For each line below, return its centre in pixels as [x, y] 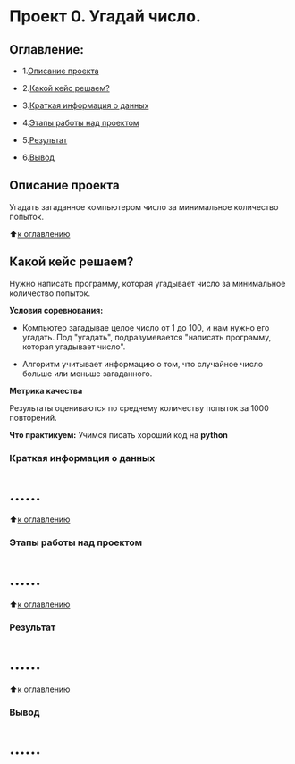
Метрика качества [46, 390]
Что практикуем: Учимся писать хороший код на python [118, 434]
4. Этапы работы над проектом [81, 123]
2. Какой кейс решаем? [66, 88]
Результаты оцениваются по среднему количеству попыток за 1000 [139, 407]
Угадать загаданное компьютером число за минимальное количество [144, 206]
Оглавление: [47, 50]
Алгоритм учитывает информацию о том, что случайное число [143, 364]
